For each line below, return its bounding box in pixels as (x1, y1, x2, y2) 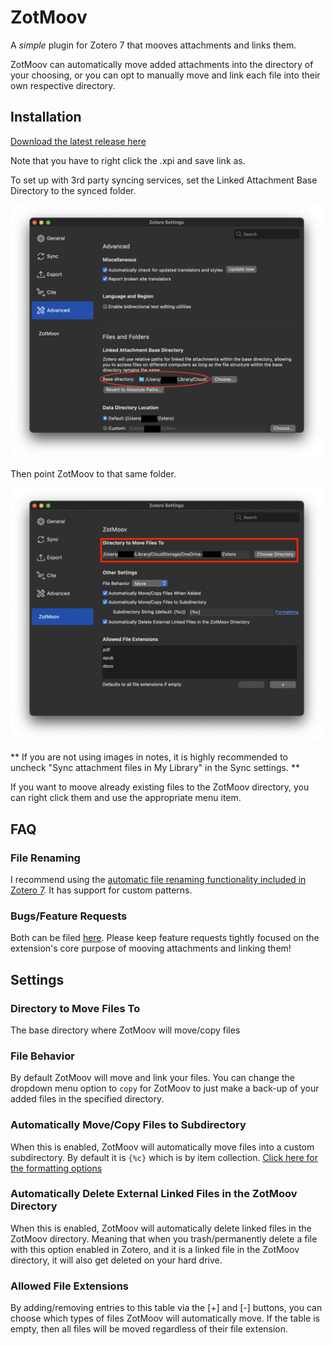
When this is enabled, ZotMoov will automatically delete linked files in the (10, 1222, 312, 1234)
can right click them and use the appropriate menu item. (10, 792, 242, 804)
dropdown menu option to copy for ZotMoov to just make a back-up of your (10, 1082, 320, 1095)
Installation (10, 109, 82, 126)
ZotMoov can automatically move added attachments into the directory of (10, 58, 314, 70)
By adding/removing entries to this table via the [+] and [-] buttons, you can (10, 1302, 323, 1314)
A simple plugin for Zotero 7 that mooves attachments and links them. (10, 39, 297, 51)
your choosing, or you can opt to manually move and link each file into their (10, 69, 321, 81)
